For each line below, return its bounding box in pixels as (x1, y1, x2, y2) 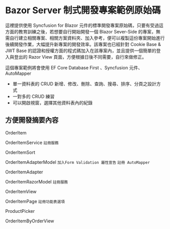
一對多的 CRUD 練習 (12, 93, 55, 99)
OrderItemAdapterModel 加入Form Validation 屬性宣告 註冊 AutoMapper (5, 159, 150, 165)
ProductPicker (5, 208, 35, 214)
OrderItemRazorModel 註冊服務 (5, 178, 68, 185)
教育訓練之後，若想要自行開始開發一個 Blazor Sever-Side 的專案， (18, 28, 156, 34)
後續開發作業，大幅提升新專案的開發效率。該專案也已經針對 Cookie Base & (5, 41, 161, 47)
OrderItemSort (5, 149, 35, 155)
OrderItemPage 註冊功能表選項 (5, 198, 65, 204)
